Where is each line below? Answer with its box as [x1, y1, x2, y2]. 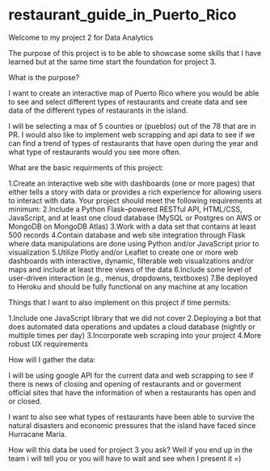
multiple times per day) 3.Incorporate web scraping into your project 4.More [8, 330, 261, 340]
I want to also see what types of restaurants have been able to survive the [8, 412, 255, 422]
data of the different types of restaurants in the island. [8, 105, 188, 115]
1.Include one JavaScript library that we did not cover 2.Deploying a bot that [8, 313, 261, 323]
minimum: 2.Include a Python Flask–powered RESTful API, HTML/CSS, [8, 204, 243, 214]
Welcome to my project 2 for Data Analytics [8, 32, 154, 42]
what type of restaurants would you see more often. [8, 147, 182, 156]
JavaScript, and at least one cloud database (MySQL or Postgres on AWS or [8, 212, 261, 222]
